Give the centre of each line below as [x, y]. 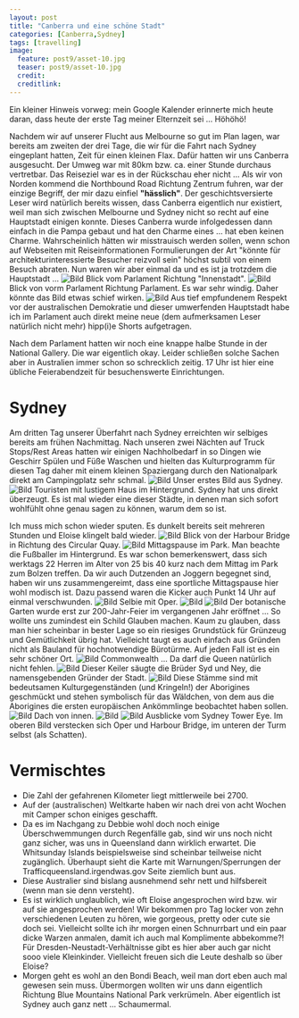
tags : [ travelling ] [46, 42]
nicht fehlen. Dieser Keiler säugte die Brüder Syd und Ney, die [135, 668]
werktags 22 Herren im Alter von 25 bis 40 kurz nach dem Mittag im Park [144, 563]
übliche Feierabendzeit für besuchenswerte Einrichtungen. [117, 371]
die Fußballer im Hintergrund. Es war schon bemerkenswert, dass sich [138, 554]
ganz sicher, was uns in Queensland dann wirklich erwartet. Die [139, 843]
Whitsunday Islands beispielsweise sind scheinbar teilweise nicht [141, 852]
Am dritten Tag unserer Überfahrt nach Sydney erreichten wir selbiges [139, 432]
